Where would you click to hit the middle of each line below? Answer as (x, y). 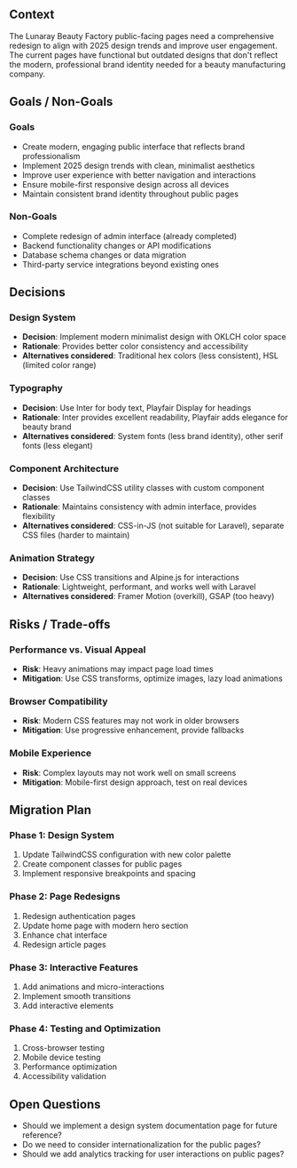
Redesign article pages (64, 944)
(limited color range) (59, 365)
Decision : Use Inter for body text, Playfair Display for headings (137, 407)
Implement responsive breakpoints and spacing (109, 874)
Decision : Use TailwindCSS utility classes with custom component (143, 488)
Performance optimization (70, 1067)
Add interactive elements (67, 1005)
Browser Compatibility (59, 701)
